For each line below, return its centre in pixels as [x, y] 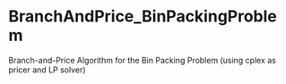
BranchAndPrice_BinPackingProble [143, 17]
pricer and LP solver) [47, 70]
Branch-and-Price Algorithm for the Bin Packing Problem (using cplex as [143, 60]
